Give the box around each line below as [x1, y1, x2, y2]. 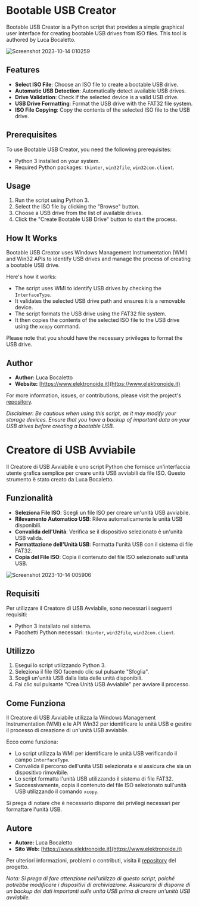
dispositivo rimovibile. [14, 769, 69, 776]
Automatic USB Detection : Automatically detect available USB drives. [14, 87, 186, 94]
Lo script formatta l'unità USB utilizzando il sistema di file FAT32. [14, 775, 174, 782]
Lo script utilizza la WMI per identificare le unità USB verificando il [14, 750, 178, 757]
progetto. [6, 864, 29, 870]
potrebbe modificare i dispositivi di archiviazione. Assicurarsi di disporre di [6, 882, 191, 888]
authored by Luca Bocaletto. [6, 36, 76, 43]
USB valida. [14, 534, 43, 541]
